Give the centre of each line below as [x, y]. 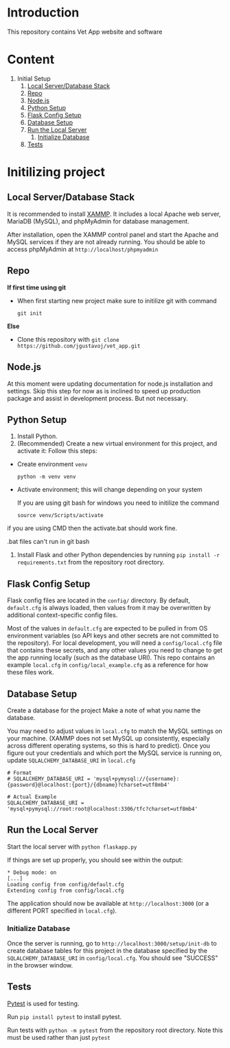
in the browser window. [40, 965]
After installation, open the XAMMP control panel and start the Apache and [113, 234]
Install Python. [37, 436]
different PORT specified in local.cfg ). [62, 910]
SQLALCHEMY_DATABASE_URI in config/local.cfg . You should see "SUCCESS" [113, 958]
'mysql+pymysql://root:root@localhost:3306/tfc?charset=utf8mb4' [102, 809]
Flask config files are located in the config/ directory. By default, [99, 600]
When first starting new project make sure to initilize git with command [117, 301]
